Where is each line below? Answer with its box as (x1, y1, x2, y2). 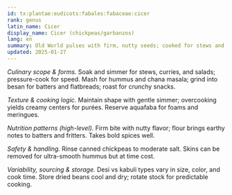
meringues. (7, 110, 39, 118)
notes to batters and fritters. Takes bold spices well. (7, 131, 155, 139)
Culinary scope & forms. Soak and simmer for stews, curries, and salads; (7, 67, 216, 76)
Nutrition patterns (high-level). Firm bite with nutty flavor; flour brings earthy (7, 124, 225, 132)
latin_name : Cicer (7, 23, 60, 30)
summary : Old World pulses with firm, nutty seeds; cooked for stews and (7, 42, 225, 49)
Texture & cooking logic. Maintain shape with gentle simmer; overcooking (7, 95, 217, 104)
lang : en (7, 36, 33, 43)
